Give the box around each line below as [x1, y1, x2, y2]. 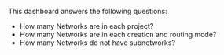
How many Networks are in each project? [19, 22, 154, 30]
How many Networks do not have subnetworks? [19, 38, 175, 47]
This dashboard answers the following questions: [8, 7, 167, 15]
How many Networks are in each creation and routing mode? [19, 30, 217, 39]
